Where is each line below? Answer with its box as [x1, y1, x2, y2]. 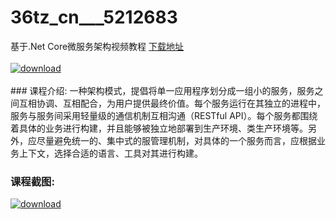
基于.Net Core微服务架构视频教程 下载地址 [10, 40, 185, 52]
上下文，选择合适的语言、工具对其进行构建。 [18, 147, 203, 159]
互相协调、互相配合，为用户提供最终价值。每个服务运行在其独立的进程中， [18, 97, 326, 109]
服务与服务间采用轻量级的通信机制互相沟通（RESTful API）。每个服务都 [10, 109, 301, 121]
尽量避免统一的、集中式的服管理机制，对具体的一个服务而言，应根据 [36, 134, 317, 146]
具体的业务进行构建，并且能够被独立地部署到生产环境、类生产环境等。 [18, 122, 308, 134]
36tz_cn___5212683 [10, 6, 178, 29]
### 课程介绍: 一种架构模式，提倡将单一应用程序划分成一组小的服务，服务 [10, 84, 315, 96]
